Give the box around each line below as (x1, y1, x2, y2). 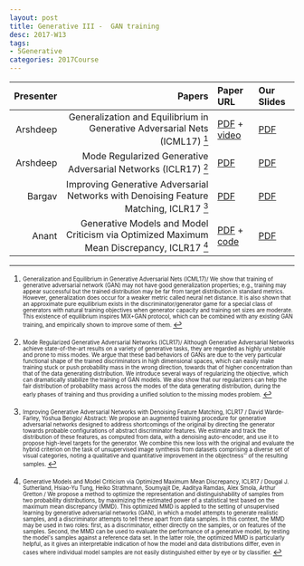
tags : (9, 38, 30, 48)
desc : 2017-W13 (9, 30, 67, 39)
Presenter (14, 90, 58, 102)
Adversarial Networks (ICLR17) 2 (67, 161, 209, 176)
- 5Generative (9, 47, 63, 56)
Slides (258, 96, 287, 108)
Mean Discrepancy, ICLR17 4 (84, 239, 209, 254)
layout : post (9, 13, 59, 23)
